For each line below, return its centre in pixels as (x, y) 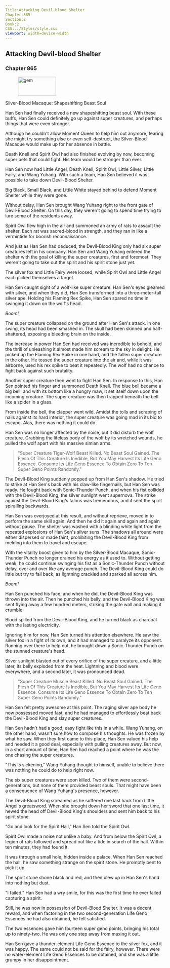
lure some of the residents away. (39, 215)
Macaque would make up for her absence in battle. (58, 144)
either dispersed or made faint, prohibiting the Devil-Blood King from (77, 537)
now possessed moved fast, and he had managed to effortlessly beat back (83, 713)
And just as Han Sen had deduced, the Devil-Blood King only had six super (83, 246)
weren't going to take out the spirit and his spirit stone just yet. (70, 262)
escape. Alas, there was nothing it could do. (51, 422)
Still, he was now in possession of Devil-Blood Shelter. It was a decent (78, 908)
